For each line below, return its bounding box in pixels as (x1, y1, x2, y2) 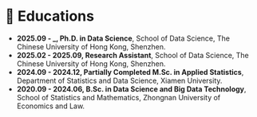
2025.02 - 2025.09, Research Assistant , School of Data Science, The (16, 50, 250, 60)
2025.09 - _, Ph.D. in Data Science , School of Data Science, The (16, 33, 231, 43)
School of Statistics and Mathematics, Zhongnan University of (16, 92, 221, 102)
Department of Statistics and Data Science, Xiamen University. (16, 76, 223, 85)
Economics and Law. (16, 101, 85, 111)
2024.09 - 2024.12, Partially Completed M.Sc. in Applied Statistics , (16, 67, 244, 76)
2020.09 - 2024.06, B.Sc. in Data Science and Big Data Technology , (16, 84, 247, 94)
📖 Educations (5, 7, 95, 25)
